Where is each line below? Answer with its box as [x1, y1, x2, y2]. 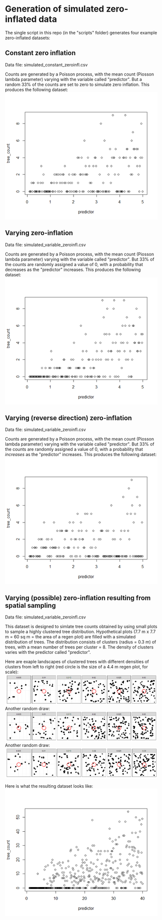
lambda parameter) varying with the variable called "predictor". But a [5, 76, 142, 82]
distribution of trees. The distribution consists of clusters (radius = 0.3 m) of [5, 639, 156, 645]
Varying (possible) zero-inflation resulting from [5, 594, 151, 602]
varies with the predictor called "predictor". [5, 650, 91, 655]
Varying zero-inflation [5, 229, 74, 237]
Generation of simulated [5, 3, 104, 15]
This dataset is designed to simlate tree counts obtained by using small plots [5, 624, 158, 630]
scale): [5, 669, 18, 675]
